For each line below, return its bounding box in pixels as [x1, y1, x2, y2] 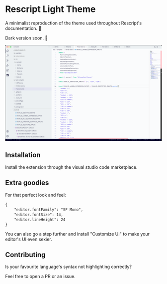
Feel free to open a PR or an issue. [5, 274, 76, 280]
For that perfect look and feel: [5, 192, 66, 198]
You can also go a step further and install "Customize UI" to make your [5, 231, 150, 237]
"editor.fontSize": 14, [14, 212, 64, 217]
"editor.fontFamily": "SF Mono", [14, 207, 83, 212]
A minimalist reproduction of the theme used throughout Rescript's [5, 20, 142, 26]
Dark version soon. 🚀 [5, 35, 48, 41]
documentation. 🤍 [5, 25, 42, 31]
